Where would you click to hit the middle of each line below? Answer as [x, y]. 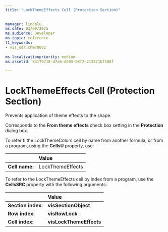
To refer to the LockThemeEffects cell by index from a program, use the [79, 179]
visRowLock [63, 214]
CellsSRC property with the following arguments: [56, 185]
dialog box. [17, 131]
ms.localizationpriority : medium [40, 57]
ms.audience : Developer [30, 33]
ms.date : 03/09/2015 [27, 29]
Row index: [21, 214]
